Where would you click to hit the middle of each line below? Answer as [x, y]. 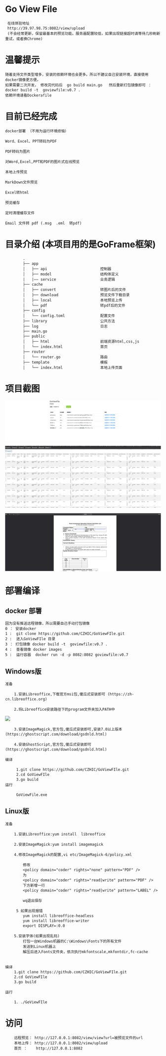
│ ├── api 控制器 [67, 269]
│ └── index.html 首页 [65, 347]
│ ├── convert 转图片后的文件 [75, 290]
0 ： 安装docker [21, 629]
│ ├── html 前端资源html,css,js [81, 341]
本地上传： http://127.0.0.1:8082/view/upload [61, 1043]
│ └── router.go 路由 [65, 357]
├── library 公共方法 [69, 321]
